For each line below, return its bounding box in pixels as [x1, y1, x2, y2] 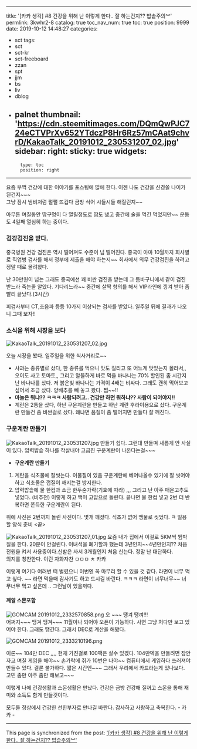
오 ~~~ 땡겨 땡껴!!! [105, 611, 148, 618]
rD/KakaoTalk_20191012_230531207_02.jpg [14, 137, 177, 147]
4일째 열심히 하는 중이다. [12, 218, 69, 225]
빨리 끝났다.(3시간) [6, 291, 49, 298]
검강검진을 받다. [6, 234, 49, 242]
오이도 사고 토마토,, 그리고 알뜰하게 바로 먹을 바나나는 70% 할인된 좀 [14, 372, 171, 379]
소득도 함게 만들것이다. [16, 691, 69, 699]
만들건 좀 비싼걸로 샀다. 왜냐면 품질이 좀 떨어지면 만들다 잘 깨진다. [21, 409, 171, 416]
